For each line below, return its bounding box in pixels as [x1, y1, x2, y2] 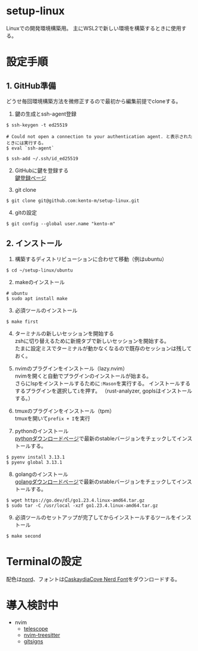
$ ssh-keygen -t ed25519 [6, 122, 68, 128]
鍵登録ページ [14, 174, 46, 181]
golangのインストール [14, 471, 68, 478]
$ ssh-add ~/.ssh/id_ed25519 [6, 155, 78, 161]
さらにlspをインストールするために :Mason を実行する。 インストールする [14, 379, 191, 387]
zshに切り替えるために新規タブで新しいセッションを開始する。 [14, 337, 169, 344]
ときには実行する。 [6, 140, 46, 146]
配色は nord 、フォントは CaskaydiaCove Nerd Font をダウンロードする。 [6, 575, 180, 583]
